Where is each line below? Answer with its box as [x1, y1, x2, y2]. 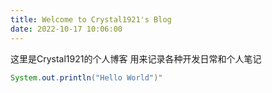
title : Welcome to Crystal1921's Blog [10, 14, 172, 25]
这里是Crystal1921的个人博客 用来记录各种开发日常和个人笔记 [10, 52, 262, 65]
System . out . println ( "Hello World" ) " [10, 72, 163, 83]
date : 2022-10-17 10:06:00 [10, 24, 123, 34]
